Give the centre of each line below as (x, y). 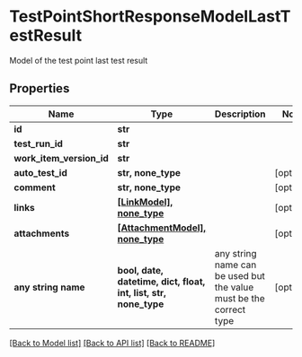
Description (240, 114)
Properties (40, 88)
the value (234, 287)
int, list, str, (142, 292)
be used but (240, 275)
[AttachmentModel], (162, 228)
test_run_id (38, 144)
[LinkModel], (145, 202)
